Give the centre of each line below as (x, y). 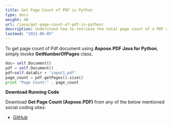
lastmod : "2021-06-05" (29, 34)
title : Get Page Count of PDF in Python (49, 10)
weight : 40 (17, 19)
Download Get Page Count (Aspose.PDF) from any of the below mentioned (85, 102)
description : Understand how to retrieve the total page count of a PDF (84, 29)
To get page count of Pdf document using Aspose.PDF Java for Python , (82, 48)
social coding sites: (26, 108)
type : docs (17, 15)
